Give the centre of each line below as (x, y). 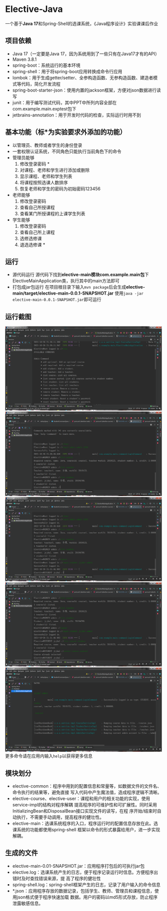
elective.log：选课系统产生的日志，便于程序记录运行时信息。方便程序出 (85, 872)
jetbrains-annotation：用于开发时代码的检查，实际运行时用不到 (77, 115)
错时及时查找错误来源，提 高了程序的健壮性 (56, 878)
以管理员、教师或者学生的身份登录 (47, 145)
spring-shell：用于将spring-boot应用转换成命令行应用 (67, 71)
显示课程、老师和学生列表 (46, 176)
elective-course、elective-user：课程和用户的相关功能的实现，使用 (81, 798)
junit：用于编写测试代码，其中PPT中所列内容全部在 (64, 102)
